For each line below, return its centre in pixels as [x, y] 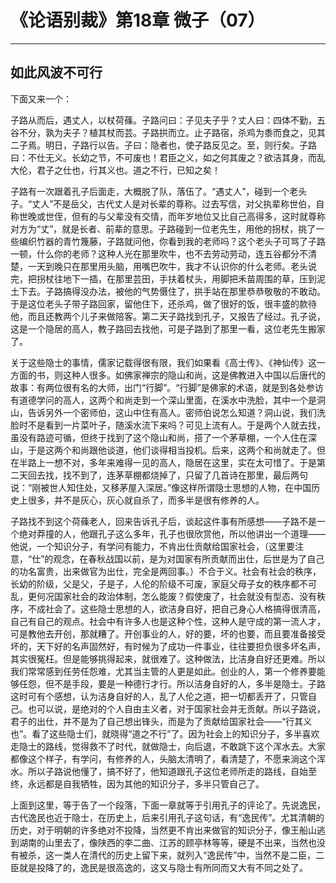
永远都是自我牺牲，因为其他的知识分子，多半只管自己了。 [146, 783]
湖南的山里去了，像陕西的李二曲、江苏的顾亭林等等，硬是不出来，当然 [163, 842]
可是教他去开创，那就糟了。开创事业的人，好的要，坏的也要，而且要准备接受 [168, 633]
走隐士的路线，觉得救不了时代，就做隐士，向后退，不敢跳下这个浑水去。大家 [168, 746]
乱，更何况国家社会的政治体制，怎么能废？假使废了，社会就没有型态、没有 [163, 596]
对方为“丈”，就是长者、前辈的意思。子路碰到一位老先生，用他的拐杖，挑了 [163, 228]
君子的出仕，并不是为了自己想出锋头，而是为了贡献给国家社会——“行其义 [161, 721]
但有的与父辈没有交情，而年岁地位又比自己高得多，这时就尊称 [198, 216]
